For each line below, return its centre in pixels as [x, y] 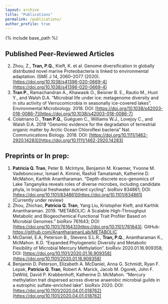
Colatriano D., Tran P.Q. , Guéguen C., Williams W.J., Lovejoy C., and [82, 119]
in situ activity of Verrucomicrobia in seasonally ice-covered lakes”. [82, 103]
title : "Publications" [29, 15]
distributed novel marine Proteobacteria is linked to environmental [80, 71]
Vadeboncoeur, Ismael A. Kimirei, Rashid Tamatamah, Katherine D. [81, 173]
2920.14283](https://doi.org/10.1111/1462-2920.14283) [68, 140]
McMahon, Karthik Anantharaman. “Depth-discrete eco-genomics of [83, 179]
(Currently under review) [38, 200]
